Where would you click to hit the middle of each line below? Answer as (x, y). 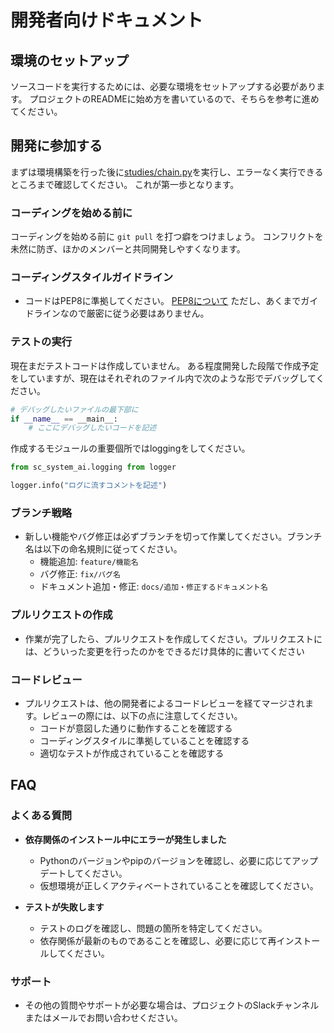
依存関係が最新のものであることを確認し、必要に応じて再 (158, 940)
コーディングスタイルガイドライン (92, 278)
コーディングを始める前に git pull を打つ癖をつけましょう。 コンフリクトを (167, 237)
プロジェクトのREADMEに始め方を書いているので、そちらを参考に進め (174, 99)
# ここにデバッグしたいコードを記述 (92, 428)
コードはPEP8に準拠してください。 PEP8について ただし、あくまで (163, 301)
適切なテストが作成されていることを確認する (132, 753)
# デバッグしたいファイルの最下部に (74, 409)
